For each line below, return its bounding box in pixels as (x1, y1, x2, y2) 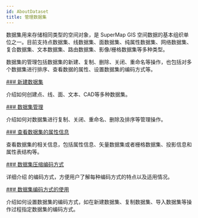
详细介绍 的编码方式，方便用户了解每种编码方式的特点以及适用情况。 (6, 173, 173, 180)
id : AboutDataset (6, 8, 49, 15)
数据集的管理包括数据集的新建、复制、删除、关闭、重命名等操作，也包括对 (6, 58, 187, 65)
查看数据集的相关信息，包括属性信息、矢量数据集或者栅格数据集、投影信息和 (6, 141, 192, 148)
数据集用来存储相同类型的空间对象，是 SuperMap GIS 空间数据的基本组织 (6, 31, 184, 38)
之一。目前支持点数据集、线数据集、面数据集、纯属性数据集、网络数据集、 (11, 38, 192, 45)
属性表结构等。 (6, 148, 42, 155)
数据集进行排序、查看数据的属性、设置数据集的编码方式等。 (11, 65, 156, 72)
